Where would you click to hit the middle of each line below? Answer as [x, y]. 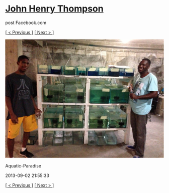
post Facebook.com [26, 23]
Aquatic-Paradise [23, 165]
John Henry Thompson [55, 9]
